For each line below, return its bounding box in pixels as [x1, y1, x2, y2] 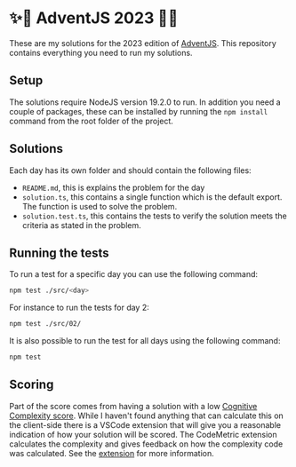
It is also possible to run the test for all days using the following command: [9, 336, 281, 346]
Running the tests [9, 245, 109, 260]
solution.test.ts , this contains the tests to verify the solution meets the [21, 210, 287, 221]
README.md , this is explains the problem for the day [21, 182, 205, 193]
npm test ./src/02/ [9, 320, 82, 328]
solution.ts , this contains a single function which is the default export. [21, 191, 283, 202]
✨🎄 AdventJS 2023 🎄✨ [9, 8, 179, 28]
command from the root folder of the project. [9, 115, 173, 126]
